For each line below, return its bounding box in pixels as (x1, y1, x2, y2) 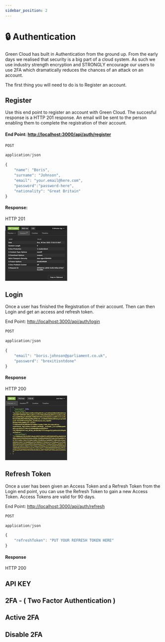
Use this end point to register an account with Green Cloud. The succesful (5, 110, 157, 116)
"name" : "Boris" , (14, 167, 50, 173)
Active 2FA (5, 613, 40, 622)
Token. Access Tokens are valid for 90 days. (5, 494, 96, 500)
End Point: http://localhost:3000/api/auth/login (5, 319, 100, 325)
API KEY (5, 579, 31, 588)
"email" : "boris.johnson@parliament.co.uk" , (14, 354, 108, 359)
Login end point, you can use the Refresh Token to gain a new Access (5, 488, 148, 494)
